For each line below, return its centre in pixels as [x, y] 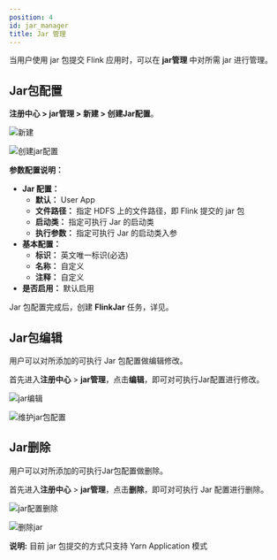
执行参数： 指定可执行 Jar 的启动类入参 [106, 233]
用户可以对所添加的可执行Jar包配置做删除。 [89, 471]
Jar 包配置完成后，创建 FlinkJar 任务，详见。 [91, 307]
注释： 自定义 [60, 277]
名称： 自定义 [60, 266]
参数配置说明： [36, 170]
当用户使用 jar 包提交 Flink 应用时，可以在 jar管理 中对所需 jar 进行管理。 [141, 60]
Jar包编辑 [36, 338]
